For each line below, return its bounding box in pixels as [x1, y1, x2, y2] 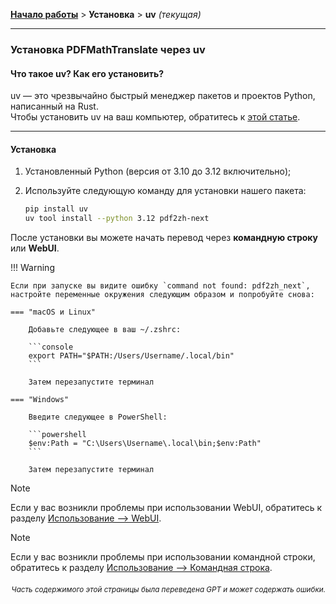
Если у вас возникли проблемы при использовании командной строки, [10, 551, 316, 563]
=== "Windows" [10, 395, 70, 405]
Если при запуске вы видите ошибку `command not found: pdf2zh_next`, [10, 281, 311, 291]
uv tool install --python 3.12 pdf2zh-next [24, 214, 210, 224]
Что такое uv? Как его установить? [10, 67, 165, 79]
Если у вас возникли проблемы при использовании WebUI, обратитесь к [10, 502, 323, 514]
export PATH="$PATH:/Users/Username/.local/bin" [28, 351, 235, 361]
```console [28, 342, 74, 353]
